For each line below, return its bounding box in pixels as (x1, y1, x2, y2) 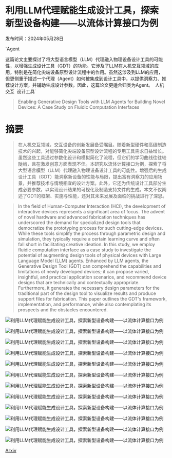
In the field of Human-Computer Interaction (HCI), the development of (17, 203, 166, 209)
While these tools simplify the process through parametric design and (17, 230, 166, 236)
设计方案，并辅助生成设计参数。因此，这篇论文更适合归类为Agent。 (9, 82, 153, 88)
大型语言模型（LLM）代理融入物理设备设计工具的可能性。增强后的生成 (17, 167, 167, 173)
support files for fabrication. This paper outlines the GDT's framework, (17, 295, 167, 302)
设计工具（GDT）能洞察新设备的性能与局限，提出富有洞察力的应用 (17, 173, 158, 180)
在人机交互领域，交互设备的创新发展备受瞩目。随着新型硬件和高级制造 (17, 142, 167, 148)
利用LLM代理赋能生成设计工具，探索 (5, 5, 159, 16)
